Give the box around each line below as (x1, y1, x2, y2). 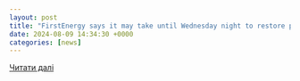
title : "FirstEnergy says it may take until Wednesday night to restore (9, 21, 286, 30)
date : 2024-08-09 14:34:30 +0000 (9, 29, 134, 38)
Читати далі (9, 62, 54, 73)
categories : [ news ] (9, 37, 82, 47)
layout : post (9, 12, 58, 22)
